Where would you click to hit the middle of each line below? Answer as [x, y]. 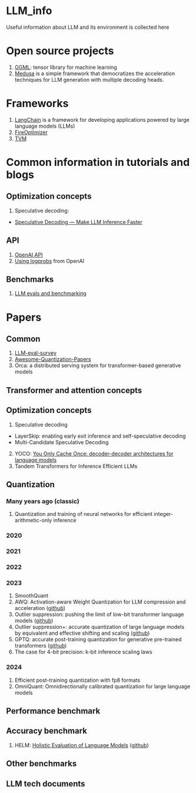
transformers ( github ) [41, 646]
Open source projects [60, 51]
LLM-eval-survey [36, 353]
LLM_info [29, 11]
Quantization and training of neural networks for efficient [84, 514]
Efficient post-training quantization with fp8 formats [77, 680]
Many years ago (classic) [43, 501]
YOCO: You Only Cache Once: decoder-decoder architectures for [94, 454]
